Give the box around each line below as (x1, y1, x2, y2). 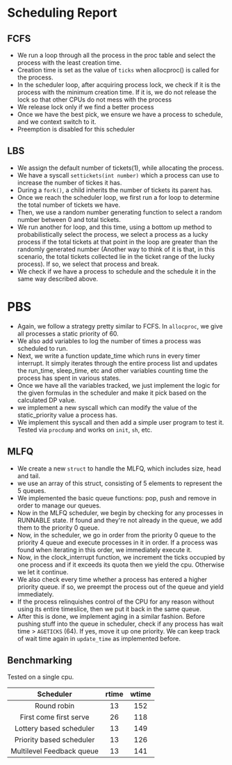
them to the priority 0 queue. (17, 523, 100, 532)
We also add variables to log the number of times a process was (17, 336, 201, 345)
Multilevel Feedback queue (10, 746, 99, 756)
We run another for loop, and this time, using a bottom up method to (17, 223, 213, 231)
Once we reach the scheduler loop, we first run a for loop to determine (17, 193, 220, 201)
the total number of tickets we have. (17, 200, 120, 209)
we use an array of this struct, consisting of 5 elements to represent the (17, 479, 222, 487)
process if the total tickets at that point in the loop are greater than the (17, 237, 218, 246)
